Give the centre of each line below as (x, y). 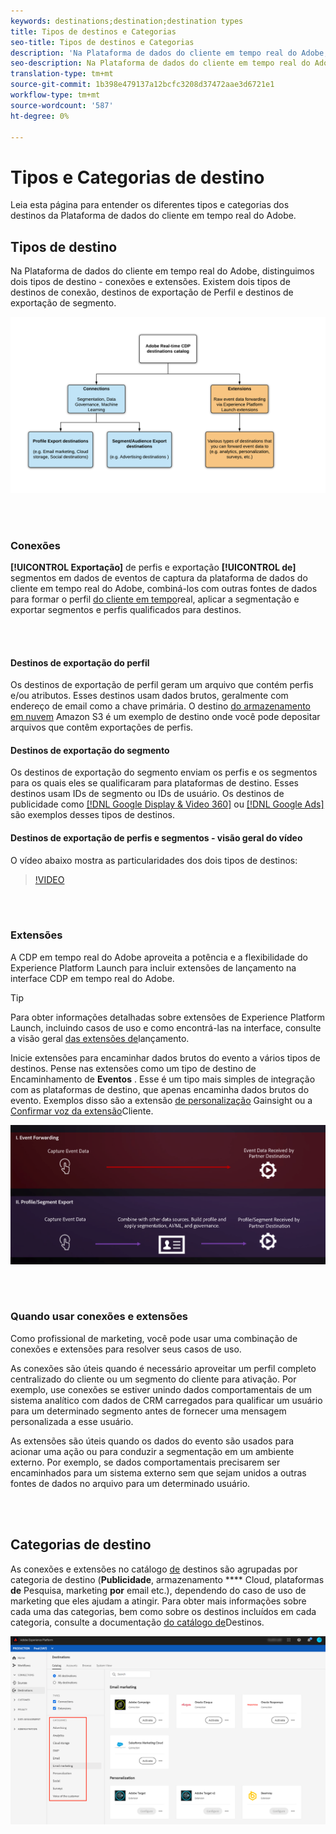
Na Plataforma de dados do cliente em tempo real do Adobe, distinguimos (162, 271)
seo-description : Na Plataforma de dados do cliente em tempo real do (160, 63)
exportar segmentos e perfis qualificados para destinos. (126, 609)
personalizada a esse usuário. (72, 1421)
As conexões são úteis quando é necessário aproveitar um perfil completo (163, 1368)
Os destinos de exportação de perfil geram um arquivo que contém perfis (162, 685)
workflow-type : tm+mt (55, 95)
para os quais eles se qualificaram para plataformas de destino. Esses (154, 783)
